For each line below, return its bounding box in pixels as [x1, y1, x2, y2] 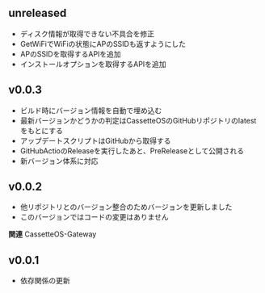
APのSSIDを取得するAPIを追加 [19, 48, 121, 59]
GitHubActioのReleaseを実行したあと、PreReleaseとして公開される [19, 145, 245, 156]
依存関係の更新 [19, 276, 70, 286]
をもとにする [19, 125, 63, 136]
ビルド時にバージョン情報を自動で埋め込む [19, 105, 162, 115]
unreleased [8, 6, 67, 20]
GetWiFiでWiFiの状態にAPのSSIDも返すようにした [19, 39, 186, 48]
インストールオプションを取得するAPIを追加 [19, 59, 166, 69]
